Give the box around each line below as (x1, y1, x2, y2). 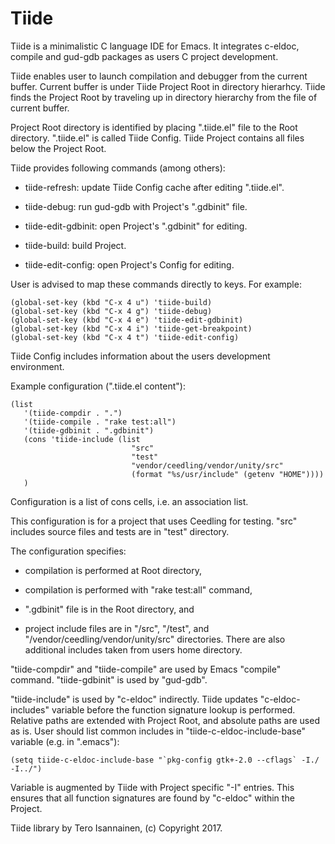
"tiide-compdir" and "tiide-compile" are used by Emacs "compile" (10, 663, 282, 675)
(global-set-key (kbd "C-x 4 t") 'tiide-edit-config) (10, 332, 240, 342)
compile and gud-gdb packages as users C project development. (10, 50, 279, 62)
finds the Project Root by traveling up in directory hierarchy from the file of (10, 91, 318, 103)
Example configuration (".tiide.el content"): (10, 380, 186, 392)
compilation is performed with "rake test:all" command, (24, 583, 253, 596)
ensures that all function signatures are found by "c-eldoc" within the (10, 792, 295, 804)
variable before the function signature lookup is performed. (51, 703, 296, 716)
